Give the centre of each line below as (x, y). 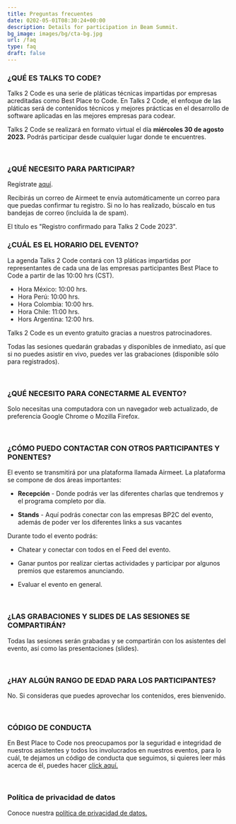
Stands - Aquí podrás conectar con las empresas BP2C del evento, (115, 515)
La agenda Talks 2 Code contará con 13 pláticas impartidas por (99, 260)
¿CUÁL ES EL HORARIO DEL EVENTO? (73, 245)
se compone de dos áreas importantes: (64, 480)
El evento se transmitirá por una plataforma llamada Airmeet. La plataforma (117, 472)
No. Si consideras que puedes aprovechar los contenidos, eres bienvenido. (117, 695)
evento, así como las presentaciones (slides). (73, 648)
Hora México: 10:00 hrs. (52, 289)
